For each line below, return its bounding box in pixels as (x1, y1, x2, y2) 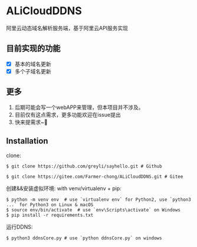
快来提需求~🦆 (14, 118, 48, 126)
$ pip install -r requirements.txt (6, 212, 94, 218)
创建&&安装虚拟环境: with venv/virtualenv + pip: (6, 185, 122, 192)
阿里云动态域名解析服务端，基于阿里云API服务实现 (6, 24, 129, 31)
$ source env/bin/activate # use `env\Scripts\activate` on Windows (6, 207, 181, 213)
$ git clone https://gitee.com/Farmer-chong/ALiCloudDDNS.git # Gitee (6, 174, 183, 179)
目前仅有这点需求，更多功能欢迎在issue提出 (14, 111, 121, 118)
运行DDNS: (6, 223, 33, 230)
